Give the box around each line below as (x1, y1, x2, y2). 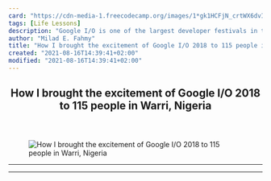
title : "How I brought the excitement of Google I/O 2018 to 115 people (8, 42, 258, 50)
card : (8, 11, 27, 20)
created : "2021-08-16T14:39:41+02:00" (8, 49, 139, 57)
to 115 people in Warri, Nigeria (59, 99, 212, 113)
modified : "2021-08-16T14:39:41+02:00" (8, 57, 143, 65)
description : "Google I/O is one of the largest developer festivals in (8, 27, 258, 35)
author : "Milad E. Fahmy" (8, 34, 95, 43)
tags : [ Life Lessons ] (8, 19, 81, 27)
